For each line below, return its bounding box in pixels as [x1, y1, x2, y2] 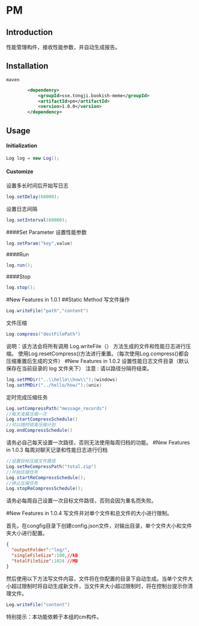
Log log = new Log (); [6, 155, 60, 161]
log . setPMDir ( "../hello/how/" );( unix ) [6, 382, 102, 388]
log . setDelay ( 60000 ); [6, 194, 60, 200]
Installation [6, 61, 49, 71]
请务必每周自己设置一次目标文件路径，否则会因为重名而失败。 [6, 497, 157, 504]
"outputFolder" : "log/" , [11, 547, 70, 553]
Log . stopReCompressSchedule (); [6, 486, 84, 492]
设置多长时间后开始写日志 [6, 182, 69, 189]
